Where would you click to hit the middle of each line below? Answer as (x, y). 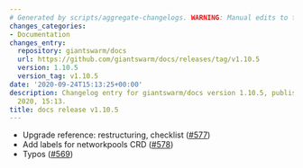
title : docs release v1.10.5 (64, 110)
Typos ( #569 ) (48, 155)
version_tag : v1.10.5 (58, 76)
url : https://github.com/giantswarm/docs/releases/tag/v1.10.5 (138, 59)
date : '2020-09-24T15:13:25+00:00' (76, 84)
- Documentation (40, 34)
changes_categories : (48, 26)
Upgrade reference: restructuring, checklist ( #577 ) (116, 135)
